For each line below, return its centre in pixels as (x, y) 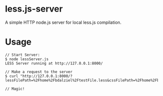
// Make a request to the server (39, 72)
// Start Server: (23, 55)
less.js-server (34, 9)
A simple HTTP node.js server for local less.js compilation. (63, 22)
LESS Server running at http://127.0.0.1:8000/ (54, 63)
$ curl (12, 76)
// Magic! (15, 89)
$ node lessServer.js (27, 59)
